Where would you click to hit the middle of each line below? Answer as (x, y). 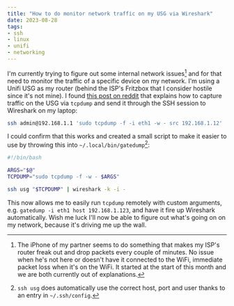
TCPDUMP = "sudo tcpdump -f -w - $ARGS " (63, 177)
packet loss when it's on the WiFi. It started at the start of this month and (122, 267)
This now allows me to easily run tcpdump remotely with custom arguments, (115, 202)
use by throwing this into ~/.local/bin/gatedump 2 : (79, 145)
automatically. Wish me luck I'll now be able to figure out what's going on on (117, 217)
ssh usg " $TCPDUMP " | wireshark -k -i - (67, 189)
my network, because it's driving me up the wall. (77, 225)
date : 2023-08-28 (32, 20)
